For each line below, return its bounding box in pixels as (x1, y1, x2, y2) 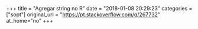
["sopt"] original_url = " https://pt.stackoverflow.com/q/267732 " (6, 11, 161, 18)
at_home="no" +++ (6, 17, 53, 24)
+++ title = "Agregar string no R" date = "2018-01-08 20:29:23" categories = (6, 5, 193, 12)
